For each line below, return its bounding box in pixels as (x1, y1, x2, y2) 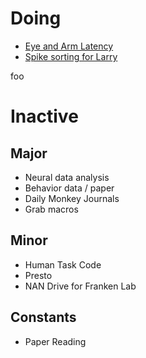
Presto (24, 269, 53, 281)
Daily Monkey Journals (24, 192, 120, 204)
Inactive (10, 105, 79, 128)
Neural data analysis (24, 171, 110, 183)
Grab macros (24, 203, 79, 215)
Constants (10, 309, 77, 326)
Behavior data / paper (24, 182, 115, 194)
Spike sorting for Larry (24, 50, 118, 62)
